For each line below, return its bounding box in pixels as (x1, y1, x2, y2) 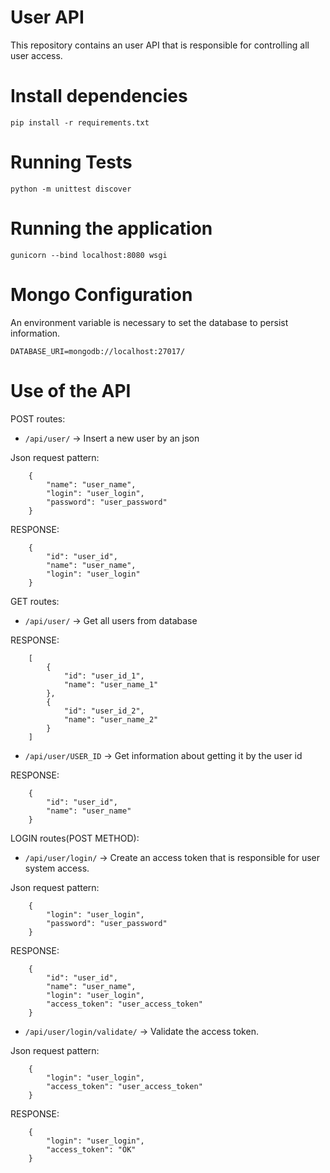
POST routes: (10, 412, 66, 425)
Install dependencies (10, 85, 188, 108)
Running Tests (10, 151, 133, 174)
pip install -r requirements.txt (10, 117, 150, 128)
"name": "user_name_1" (63, 679, 159, 690)
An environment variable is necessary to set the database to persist (10, 316, 289, 328)
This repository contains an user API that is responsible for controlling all (10, 39, 310, 51)
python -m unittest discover (10, 184, 132, 194)
